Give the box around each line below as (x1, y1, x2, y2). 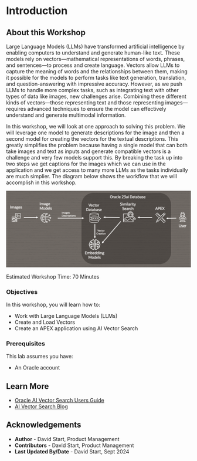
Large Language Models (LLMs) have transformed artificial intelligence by (6, 43, 185, 50)
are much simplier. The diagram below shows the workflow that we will (6, 173, 178, 179)
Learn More (6, 381, 49, 391)
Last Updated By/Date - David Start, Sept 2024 (14, 448, 130, 455)
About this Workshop (6, 28, 86, 38)
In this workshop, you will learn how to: (6, 301, 101, 308)
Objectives (6, 287, 38, 296)
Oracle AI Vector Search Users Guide (14, 397, 104, 404)
